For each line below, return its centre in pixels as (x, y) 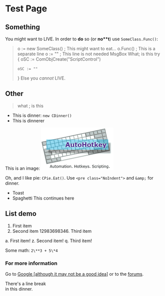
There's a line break (26, 284)
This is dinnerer (28, 120)
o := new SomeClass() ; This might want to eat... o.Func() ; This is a (86, 49)
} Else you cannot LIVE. (41, 78)
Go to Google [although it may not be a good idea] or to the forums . (74, 274)
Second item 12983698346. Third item (52, 231)
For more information (31, 263)
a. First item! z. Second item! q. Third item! (49, 241)
